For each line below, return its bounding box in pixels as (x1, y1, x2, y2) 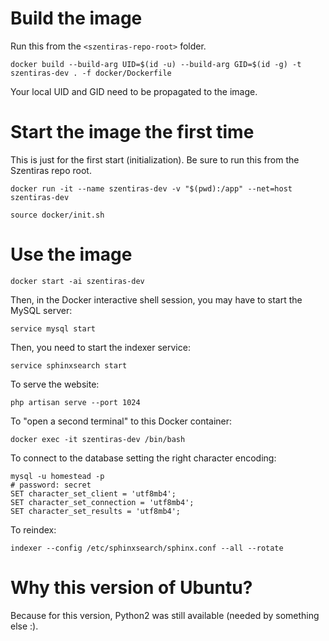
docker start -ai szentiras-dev (10, 276, 145, 286)
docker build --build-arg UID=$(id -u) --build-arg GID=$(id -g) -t (10, 59, 302, 69)
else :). (10, 620, 39, 632)
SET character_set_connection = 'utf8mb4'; (10, 497, 195, 507)
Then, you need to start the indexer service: (10, 341, 191, 353)
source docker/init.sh (10, 210, 105, 220)
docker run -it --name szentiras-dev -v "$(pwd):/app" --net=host (10, 183, 293, 194)
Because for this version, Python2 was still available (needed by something (10, 609, 320, 621)
